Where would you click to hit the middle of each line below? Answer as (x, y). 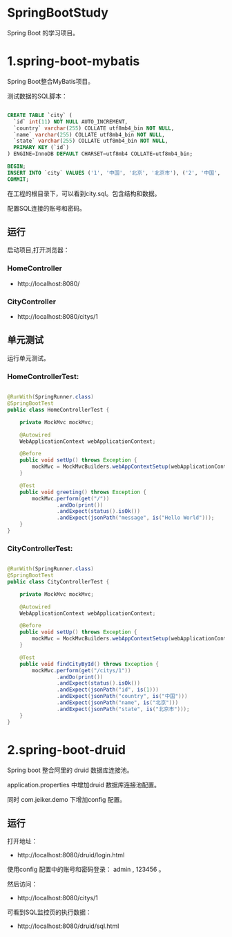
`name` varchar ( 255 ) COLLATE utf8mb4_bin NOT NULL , (89, 134)
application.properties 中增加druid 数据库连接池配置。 (84, 785)
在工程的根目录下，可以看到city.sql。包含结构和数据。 (84, 193)
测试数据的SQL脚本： (37, 96)
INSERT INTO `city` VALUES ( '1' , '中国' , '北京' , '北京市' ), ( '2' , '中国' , (114, 173)
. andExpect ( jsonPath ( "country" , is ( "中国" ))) (122, 697)
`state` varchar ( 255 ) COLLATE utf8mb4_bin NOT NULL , (91, 141)
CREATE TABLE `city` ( (40, 115)
